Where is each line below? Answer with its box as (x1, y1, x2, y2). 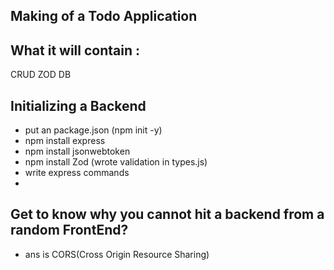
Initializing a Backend (10, 97, 147, 114)
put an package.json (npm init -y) (24, 124, 163, 136)
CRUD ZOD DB (10, 69, 72, 81)
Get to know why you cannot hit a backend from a (10, 206, 325, 223)
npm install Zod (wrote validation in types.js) (24, 156, 208, 168)
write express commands (24, 167, 130, 179)
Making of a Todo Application (10, 8, 198, 25)
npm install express (24, 135, 106, 147)
